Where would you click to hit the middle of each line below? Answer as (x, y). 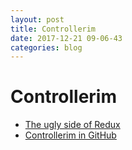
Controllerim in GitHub (70, 135)
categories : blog (46, 47)
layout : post (37, 19)
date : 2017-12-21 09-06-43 (66, 38)
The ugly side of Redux (72, 125)
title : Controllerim (53, 29)
